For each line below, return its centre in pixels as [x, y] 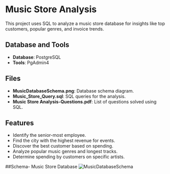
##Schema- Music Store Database [41, 167]
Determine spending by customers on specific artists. [69, 157]
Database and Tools [37, 45]
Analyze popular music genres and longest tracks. [65, 152]
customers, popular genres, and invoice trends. [55, 28]
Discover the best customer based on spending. [63, 146]
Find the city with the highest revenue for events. [64, 140]
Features [20, 123]
